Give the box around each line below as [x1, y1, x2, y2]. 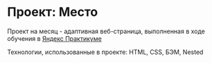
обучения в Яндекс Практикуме [7, 34, 102, 42]
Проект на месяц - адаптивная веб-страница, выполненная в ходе [7, 27, 206, 35]
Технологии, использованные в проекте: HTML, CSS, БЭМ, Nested [7, 48, 204, 56]
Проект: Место [7, 4, 98, 20]
